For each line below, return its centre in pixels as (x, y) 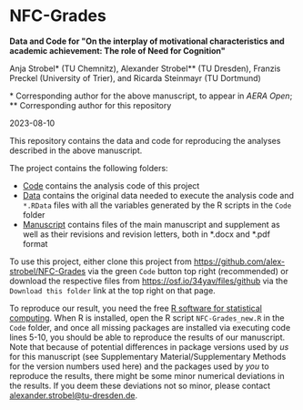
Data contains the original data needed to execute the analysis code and (158, 195)
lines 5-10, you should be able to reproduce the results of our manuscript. (147, 337)
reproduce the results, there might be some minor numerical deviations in (147, 375)
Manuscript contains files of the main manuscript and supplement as (151, 224)
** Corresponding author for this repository (91, 105)
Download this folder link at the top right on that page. (112, 290)
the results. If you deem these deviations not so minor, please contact (140, 385)
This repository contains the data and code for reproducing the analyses (145, 140)
